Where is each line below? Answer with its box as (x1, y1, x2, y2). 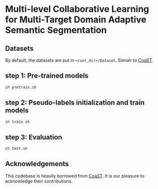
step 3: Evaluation (5, 133, 63, 142)
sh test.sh (5, 146, 28, 151)
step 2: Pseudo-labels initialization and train (5, 98, 145, 107)
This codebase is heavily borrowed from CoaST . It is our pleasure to (5, 173, 145, 179)
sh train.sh (5, 119, 30, 124)
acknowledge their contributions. (5, 178, 73, 184)
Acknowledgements (5, 160, 69, 168)
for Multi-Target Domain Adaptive (5, 14, 147, 25)
